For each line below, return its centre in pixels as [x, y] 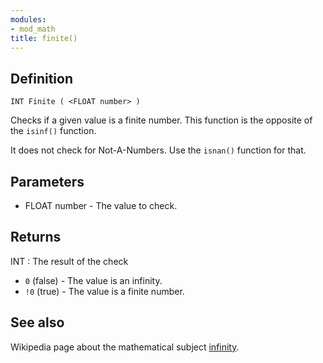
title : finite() [44, 38]
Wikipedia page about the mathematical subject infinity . [125, 347]
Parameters [47, 181]
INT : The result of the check [69, 261]
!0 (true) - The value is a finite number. [104, 291]
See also [37, 322]
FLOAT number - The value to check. [101, 205]
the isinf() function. [53, 131]
